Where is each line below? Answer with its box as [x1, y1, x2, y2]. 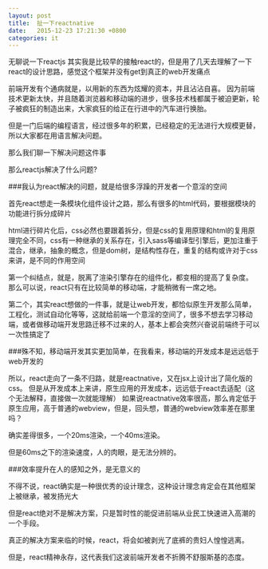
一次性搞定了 [8, 329, 50, 340]
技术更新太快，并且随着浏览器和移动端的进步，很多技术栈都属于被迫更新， [8, 94, 253, 104]
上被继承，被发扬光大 [8, 491, 78, 501]
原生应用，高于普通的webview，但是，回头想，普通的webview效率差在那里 [8, 404, 255, 413]
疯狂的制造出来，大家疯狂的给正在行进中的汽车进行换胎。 [22, 104, 211, 113]
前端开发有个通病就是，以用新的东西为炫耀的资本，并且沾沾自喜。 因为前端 [8, 84, 255, 94]
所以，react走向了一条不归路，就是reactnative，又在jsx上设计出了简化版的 [8, 373, 253, 384]
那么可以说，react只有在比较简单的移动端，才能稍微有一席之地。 [8, 283, 221, 292]
